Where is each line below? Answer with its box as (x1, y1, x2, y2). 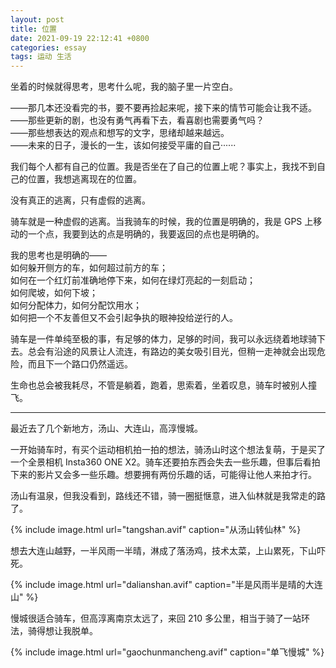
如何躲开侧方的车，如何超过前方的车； (10, 262, 168, 274)
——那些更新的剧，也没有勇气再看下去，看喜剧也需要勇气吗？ (10, 114, 265, 126)
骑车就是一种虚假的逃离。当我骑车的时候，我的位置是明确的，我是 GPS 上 (10, 216, 314, 228)
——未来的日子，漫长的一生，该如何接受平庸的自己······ (10, 139, 237, 151)
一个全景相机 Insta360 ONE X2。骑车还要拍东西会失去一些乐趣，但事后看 (10, 456, 312, 468)
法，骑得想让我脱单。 (10, 625, 98, 637)
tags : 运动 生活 (10, 52, 72, 62)
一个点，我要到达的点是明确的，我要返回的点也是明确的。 (27, 228, 265, 240)
